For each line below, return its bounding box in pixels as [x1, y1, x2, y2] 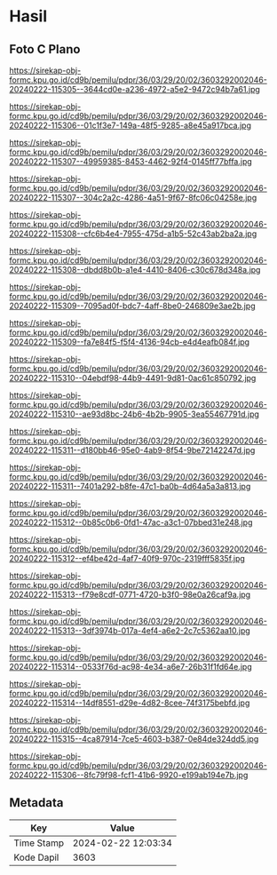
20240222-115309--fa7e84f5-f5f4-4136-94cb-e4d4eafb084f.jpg [9, 337, 250, 347]
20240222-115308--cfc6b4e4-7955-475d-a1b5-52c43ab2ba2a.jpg [9, 228, 257, 239]
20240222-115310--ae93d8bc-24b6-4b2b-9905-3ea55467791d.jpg [9, 409, 260, 419]
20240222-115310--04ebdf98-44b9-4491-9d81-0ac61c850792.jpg [9, 373, 257, 383]
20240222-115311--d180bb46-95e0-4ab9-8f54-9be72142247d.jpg [9, 445, 256, 455]
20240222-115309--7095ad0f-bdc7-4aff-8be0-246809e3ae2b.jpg [9, 300, 256, 311]
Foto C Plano [9, 42, 81, 57]
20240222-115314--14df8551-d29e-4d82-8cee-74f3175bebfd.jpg [9, 697, 250, 708]
